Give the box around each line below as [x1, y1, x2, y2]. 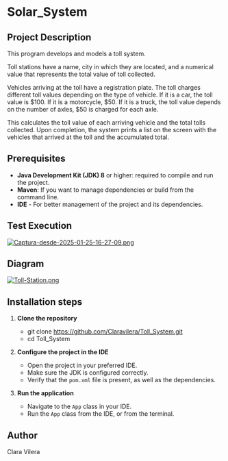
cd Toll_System [27, 335, 71, 343]
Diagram [7, 258, 45, 270]
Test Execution [7, 220, 73, 232]
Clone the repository [16, 314, 77, 323]
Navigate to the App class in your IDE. [27, 402, 132, 411]
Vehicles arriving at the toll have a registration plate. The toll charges [7, 84, 201, 91]
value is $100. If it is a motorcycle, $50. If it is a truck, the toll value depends [7, 98, 221, 106]
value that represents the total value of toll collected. [7, 70, 155, 78]
